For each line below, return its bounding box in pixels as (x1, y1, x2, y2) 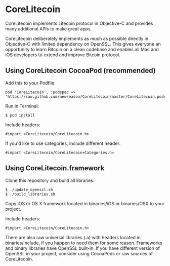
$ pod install (5, 112, 35, 118)
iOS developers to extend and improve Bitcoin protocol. (5, 52, 120, 58)
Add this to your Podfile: (5, 80, 56, 86)
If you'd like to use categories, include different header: (5, 140, 121, 146)
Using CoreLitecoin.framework (5, 164, 105, 173)
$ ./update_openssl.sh (5, 187, 53, 192)
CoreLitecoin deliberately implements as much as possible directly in (5, 35, 149, 42)
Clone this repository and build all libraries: (5, 177, 95, 183)
